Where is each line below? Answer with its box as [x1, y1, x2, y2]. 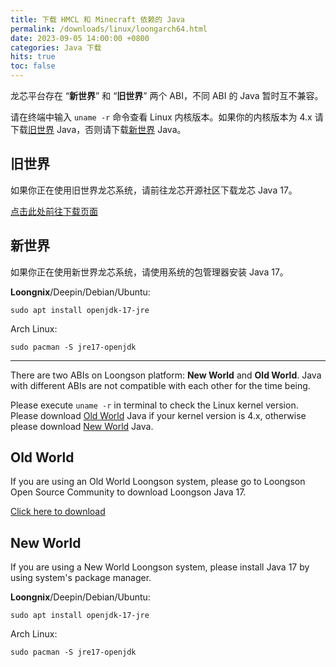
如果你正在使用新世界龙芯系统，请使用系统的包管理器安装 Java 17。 [10, 266, 289, 278]
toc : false [10, 61, 56, 71]
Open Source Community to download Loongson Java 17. [10, 486, 247, 498]
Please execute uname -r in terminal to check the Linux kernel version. [10, 399, 299, 411]
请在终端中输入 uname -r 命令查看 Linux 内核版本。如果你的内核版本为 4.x [10, 111, 313, 123]
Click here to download [10, 506, 106, 518]
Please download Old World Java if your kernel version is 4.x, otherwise [10, 409, 307, 421]
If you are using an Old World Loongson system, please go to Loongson [10, 476, 306, 488]
